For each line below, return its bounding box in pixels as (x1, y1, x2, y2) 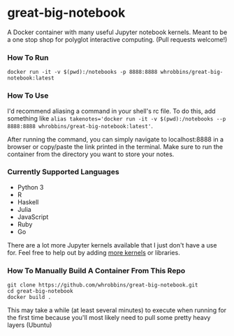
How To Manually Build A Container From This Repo (7, 266, 186, 275)
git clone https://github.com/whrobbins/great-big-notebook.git (7, 282, 198, 289)
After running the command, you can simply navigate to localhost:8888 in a (7, 135, 224, 144)
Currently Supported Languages (7, 167, 120, 177)
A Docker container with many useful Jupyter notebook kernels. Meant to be (7, 28, 228, 36)
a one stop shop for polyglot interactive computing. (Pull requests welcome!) (7, 35, 228, 43)
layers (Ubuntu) (7, 321, 52, 329)
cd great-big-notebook (7, 288, 73, 295)
